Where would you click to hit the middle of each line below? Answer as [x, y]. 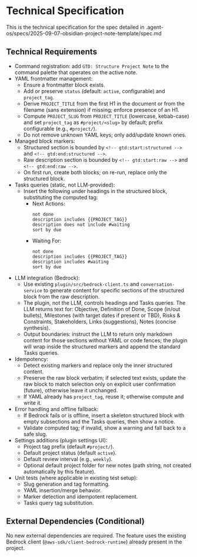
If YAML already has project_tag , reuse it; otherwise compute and [103, 396]
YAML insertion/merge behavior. [62, 490]
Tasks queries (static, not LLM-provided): [65, 185]
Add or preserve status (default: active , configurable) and [94, 91]
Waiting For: [47, 241]
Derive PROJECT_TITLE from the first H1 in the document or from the [104, 104]
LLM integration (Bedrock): [47, 278]
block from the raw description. [61, 296]
